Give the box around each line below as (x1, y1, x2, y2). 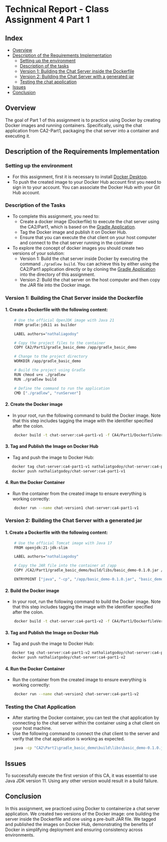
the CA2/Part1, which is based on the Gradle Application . (19, 224, 136, 230)
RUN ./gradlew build (14, 377, 57, 382)
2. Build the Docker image (5, 588, 60, 594)
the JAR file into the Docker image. (19, 282, 91, 288)
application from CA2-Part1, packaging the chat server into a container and (5, 127, 159, 133)
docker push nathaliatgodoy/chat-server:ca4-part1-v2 (11, 655, 126, 660)
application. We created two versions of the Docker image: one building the (5, 811, 160, 817)
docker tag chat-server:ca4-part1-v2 (11, 650, 90, 655)
